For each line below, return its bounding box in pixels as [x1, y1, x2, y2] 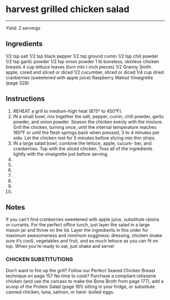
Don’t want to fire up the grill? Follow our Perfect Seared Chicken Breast [6, 267, 155, 273]
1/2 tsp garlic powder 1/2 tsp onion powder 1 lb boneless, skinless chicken [6, 58, 159, 64]
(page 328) [6, 80, 29, 86]
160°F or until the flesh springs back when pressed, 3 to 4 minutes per [13, 129, 160, 135]
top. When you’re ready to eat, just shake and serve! [6, 243, 115, 249]
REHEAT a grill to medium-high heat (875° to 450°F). [13, 108, 123, 114]
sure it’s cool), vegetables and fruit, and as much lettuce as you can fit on [6, 238, 158, 244]
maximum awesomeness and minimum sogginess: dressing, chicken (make [6, 232, 162, 238]
